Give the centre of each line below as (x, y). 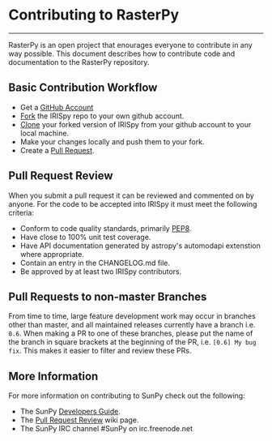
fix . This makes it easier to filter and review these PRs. (100, 351)
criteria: (21, 212)
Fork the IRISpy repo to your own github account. (102, 116)
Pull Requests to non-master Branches (108, 296)
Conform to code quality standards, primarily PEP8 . (106, 228)
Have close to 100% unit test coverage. (85, 237)
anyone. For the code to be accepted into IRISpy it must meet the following (133, 203)
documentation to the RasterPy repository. (79, 62)
